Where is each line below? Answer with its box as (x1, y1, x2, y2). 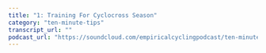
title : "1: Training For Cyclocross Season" (8, 11, 158, 19)
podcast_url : (8, 33, 51, 41)
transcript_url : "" (8, 26, 73, 34)
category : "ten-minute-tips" (8, 19, 104, 26)
